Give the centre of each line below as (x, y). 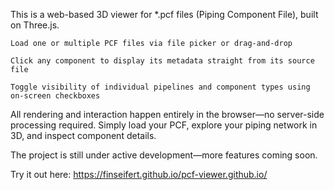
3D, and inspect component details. (83, 135)
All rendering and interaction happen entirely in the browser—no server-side (167, 114)
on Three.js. (35, 25)
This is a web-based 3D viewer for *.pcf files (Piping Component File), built (164, 14)
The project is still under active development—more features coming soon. (164, 155)
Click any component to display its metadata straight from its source (162, 61)
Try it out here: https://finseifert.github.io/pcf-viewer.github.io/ (139, 174)
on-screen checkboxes (55, 96)
